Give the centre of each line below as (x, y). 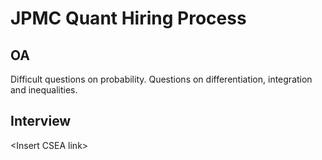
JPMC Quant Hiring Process (128, 18)
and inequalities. (44, 90)
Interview (41, 121)
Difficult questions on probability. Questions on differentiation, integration (161, 79)
